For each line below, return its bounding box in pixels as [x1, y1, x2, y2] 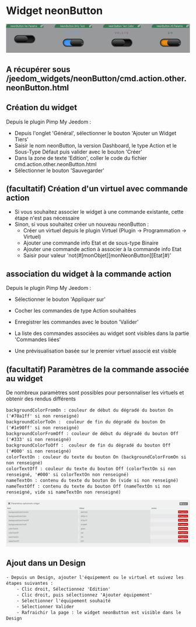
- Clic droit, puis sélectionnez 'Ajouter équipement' [16, 592, 153, 598]
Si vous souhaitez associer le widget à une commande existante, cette [14, 208, 184, 215]
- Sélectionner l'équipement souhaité [16, 598, 111, 604]
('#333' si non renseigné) [6, 437, 72, 443]
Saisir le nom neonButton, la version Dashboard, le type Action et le [14, 142, 177, 149]
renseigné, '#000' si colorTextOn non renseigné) [6, 472, 129, 478]
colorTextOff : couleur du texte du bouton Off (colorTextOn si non [6, 466, 176, 472]
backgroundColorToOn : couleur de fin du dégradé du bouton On [6, 419, 166, 425]
